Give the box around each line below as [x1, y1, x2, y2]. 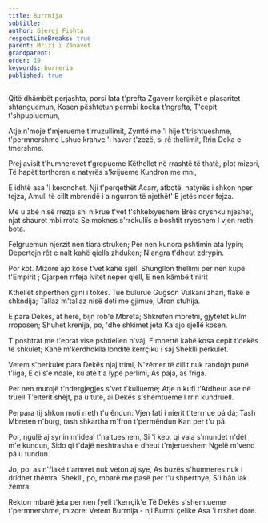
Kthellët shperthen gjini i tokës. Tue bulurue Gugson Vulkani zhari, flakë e [8, 287, 250, 297]
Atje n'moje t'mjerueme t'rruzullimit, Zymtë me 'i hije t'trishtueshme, [8, 126, 232, 136]
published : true [8, 71, 62, 79]
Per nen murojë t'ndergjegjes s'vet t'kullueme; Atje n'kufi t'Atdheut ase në [8, 383, 251, 393]
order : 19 [8, 57, 42, 65]
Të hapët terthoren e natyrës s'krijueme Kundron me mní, [8, 167, 198, 176]
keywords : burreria [8, 64, 74, 72]
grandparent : [8, 49, 52, 57]
